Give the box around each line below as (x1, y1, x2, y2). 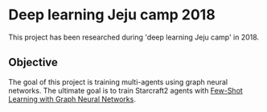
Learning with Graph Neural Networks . (8, 94, 137, 104)
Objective (8, 56, 59, 69)
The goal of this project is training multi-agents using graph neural (8, 77, 228, 86)
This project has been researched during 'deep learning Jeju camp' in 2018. (8, 32, 260, 42)
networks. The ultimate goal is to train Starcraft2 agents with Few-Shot (8, 85, 243, 95)
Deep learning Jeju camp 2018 (8, 6, 216, 24)
